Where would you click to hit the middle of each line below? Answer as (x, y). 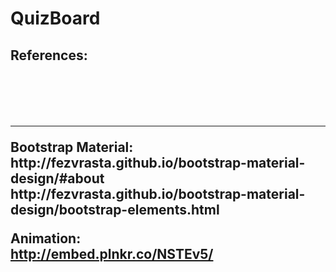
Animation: (46, 238)
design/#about (57, 178)
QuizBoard (55, 18)
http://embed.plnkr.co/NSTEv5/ (112, 253)
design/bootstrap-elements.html (115, 209)
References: (49, 55)
